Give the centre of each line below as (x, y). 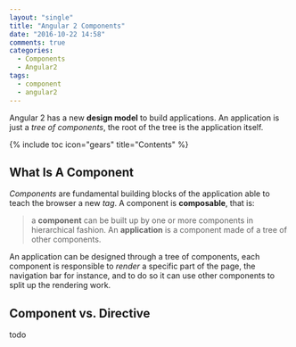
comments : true (37, 42)
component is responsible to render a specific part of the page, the (132, 266)
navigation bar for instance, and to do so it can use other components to (142, 276)
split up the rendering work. (60, 285)
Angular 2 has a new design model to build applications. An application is (144, 118)
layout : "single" (41, 17)
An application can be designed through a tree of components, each (135, 257)
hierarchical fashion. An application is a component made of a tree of (159, 230)
